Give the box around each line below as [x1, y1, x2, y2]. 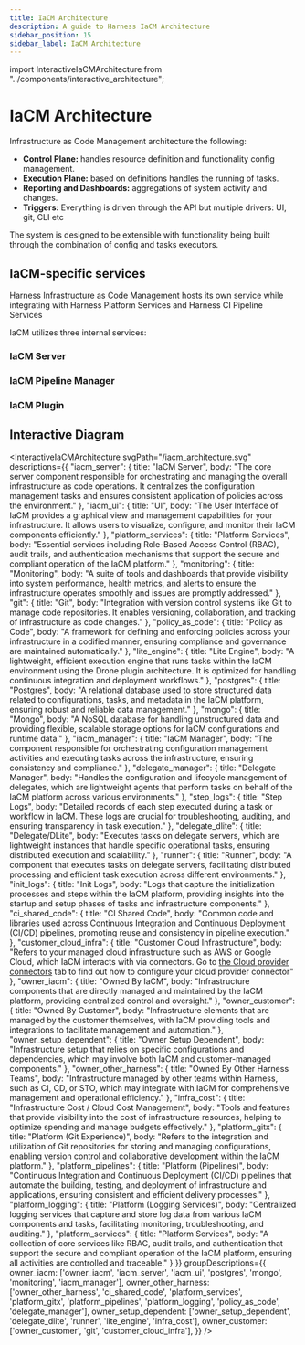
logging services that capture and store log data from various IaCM [9, 1208, 262, 1220]
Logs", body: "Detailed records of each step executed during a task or [9, 800, 273, 811]
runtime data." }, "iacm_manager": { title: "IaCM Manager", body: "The [9, 733, 273, 744]
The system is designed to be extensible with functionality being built [9, 229, 271, 240]
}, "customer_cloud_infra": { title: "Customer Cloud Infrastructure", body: [9, 937, 283, 948]
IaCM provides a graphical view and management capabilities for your [9, 509, 273, 521]
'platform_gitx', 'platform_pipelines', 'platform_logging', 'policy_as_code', [9, 1296, 280, 1307]
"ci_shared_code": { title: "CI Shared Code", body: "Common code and [9, 907, 274, 918]
